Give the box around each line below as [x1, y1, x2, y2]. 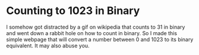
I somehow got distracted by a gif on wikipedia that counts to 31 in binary [6, 23, 185, 30]
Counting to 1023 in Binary [6, 4, 140, 18]
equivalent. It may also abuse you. [6, 42, 90, 49]
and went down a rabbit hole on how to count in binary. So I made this [6, 29, 177, 36]
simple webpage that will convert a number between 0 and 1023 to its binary [6, 36, 194, 43]
